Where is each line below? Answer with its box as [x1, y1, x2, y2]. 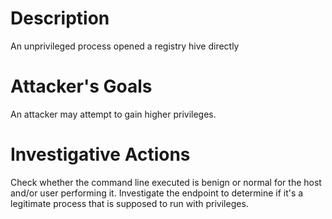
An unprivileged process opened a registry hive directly [10, 40, 240, 52]
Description [10, 7, 110, 30]
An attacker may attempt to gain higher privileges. [10, 108, 217, 120]
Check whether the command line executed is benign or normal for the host [10, 176, 322, 188]
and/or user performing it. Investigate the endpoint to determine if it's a [10, 187, 304, 199]
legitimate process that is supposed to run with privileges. [10, 197, 249, 209]
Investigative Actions [10, 143, 191, 166]
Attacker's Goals [10, 75, 153, 98]
